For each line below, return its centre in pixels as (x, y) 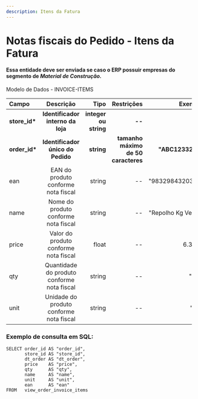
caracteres (127, 161)
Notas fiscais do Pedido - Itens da (90, 40)
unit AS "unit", (50, 380)
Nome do (61, 202)
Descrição (61, 104)
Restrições (127, 104)
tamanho (130, 138)
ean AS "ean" (47, 385)
